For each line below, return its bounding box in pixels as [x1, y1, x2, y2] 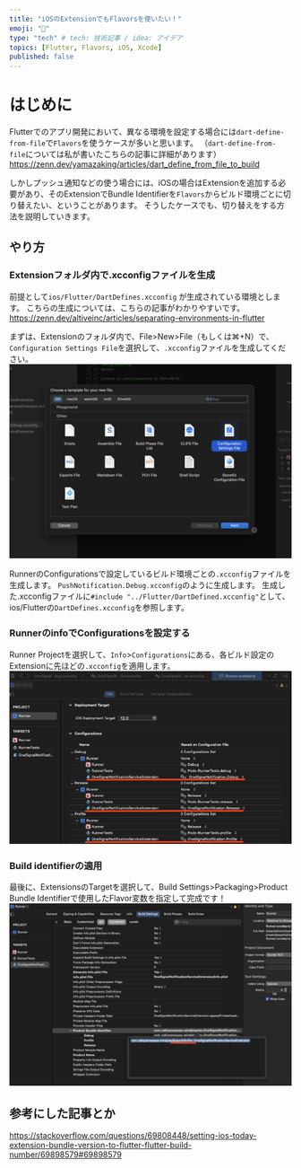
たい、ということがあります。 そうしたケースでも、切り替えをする [32, 200, 278, 211]
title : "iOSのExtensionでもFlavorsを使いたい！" [9, 14, 182, 23]
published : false [9, 52, 74, 62]
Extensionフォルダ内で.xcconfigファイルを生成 [9, 269, 216, 282]
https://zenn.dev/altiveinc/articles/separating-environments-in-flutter [9, 312, 265, 323]
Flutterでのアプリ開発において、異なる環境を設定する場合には [9, 127, 237, 137]
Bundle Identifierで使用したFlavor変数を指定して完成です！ [9, 893, 227, 904]
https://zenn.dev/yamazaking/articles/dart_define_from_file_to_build [9, 159, 260, 170]
